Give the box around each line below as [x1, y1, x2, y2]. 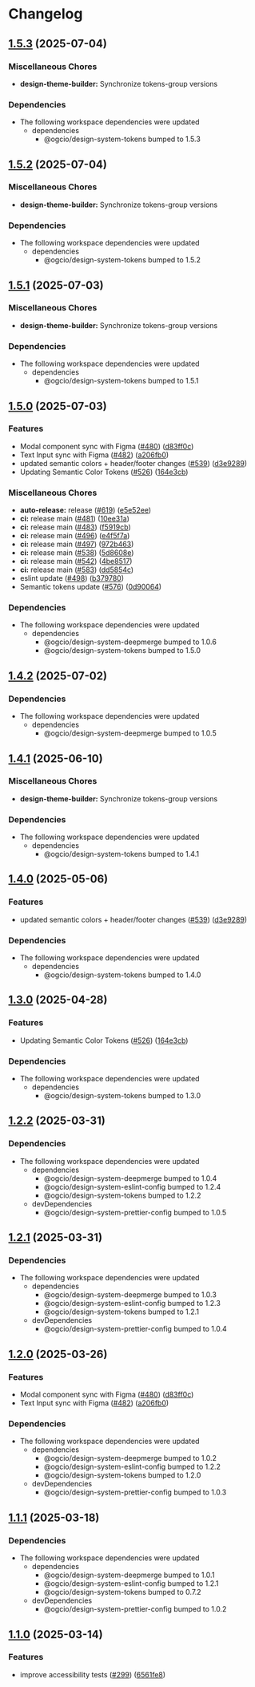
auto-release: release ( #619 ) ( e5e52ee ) [19, 505, 152, 515]
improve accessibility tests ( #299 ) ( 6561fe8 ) [19, 1669, 166, 1679]
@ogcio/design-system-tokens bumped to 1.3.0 [43, 1091, 201, 1101]
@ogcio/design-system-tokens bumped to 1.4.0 [43, 970, 201, 979]
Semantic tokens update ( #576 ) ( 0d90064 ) [19, 582, 162, 592]
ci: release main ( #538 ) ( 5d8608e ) [19, 548, 134, 558]
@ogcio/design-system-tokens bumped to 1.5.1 [43, 376, 199, 386]
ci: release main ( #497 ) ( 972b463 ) [19, 539, 134, 549]
